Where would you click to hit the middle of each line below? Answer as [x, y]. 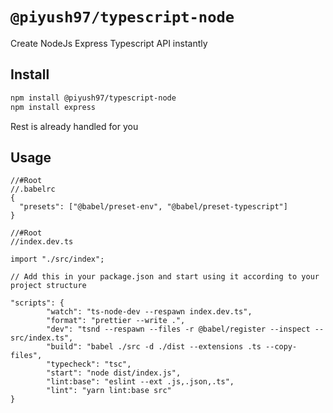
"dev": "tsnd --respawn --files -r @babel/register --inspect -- [185, 329]
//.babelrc [33, 189]
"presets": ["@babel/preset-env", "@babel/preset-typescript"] [153, 207]
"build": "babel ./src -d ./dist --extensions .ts [154, 347]
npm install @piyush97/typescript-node [93, 98]
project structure [48, 286]
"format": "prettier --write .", [116, 321]
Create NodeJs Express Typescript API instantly [109, 43]
